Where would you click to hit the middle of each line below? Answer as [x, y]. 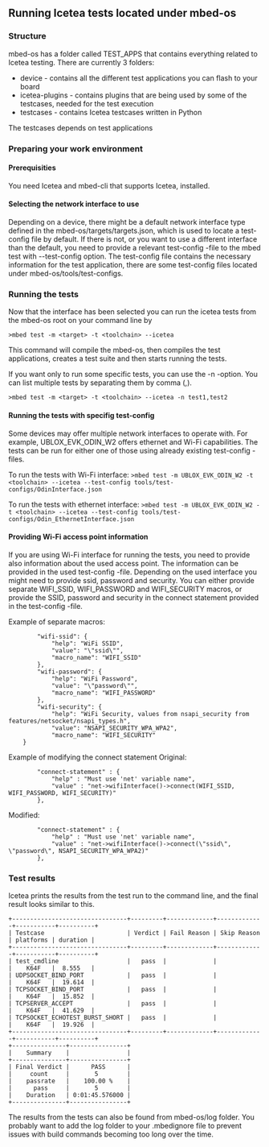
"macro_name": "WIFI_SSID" [96, 657]
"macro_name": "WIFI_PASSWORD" [104, 693]
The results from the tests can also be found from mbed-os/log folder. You [131, 1117]
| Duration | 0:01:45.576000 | [69, 1095]
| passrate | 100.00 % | [69, 1081]
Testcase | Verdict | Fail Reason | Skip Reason [138, 934]
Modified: [24, 815]
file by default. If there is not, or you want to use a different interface [144, 239]
